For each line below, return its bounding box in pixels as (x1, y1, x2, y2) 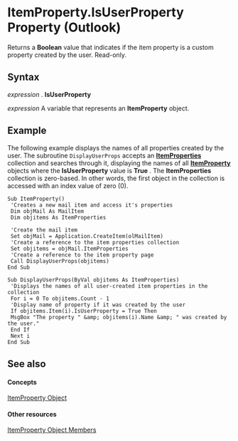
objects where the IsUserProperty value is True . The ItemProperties (7, 166, 212, 175)
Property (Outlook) (7, 19, 121, 36)
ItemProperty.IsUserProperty (7, 4, 185, 21)
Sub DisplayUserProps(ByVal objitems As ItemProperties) (7, 276, 180, 284)
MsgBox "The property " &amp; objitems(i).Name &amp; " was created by (10, 313, 227, 321)
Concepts (7, 378, 37, 386)
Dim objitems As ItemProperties (10, 214, 107, 221)
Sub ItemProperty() (7, 195, 65, 202)
